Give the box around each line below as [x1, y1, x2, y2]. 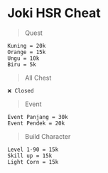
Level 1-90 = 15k [7, 146, 59, 153]
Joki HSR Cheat [7, 5, 101, 21]
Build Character [24, 132, 71, 140]
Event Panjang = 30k [7, 113, 69, 120]
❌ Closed [7, 87, 34, 94]
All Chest [24, 73, 52, 82]
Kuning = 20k [7, 42, 46, 49]
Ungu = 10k [7, 55, 40, 62]
